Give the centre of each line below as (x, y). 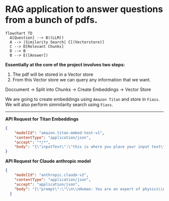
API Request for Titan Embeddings (42, 119)
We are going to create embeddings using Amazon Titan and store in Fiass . (82, 99)
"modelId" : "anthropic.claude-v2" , (52, 175)
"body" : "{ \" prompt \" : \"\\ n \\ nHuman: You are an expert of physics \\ (89, 189)
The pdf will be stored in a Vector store (53, 74)
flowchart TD (19, 33)
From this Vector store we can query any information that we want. (81, 79)
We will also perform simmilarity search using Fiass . (59, 105)
